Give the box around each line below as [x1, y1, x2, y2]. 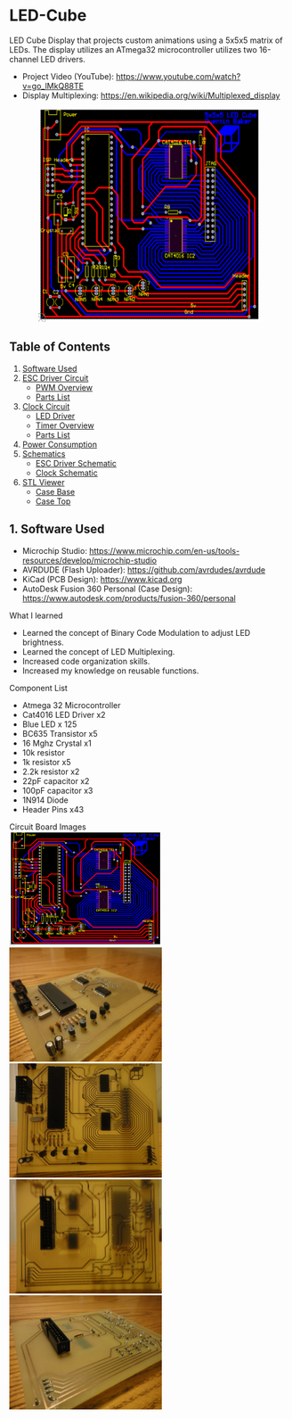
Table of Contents [9, 340, 111, 355]
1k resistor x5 [21, 756, 71, 767]
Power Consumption [21, 439, 98, 450]
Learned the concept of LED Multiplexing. [21, 646, 175, 656]
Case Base [35, 486, 76, 497]
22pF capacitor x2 [21, 775, 90, 786]
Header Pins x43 [21, 804, 85, 814]
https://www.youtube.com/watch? [115, 70, 241, 81]
